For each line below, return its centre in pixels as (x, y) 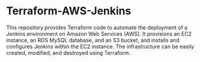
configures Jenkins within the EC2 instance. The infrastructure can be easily (100, 46)
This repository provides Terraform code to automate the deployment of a (97, 27)
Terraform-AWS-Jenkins (69, 11)
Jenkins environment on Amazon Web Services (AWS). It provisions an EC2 (99, 33)
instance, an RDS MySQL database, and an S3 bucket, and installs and (93, 40)
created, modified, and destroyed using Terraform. (68, 52)
